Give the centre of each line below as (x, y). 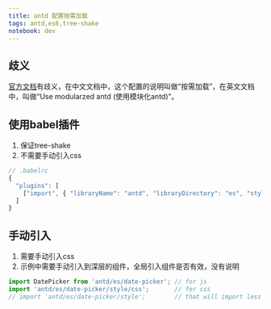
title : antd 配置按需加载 (48, 16)
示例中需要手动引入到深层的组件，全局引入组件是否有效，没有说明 (129, 266)
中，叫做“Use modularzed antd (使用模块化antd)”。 (94, 97)
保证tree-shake (45, 145)
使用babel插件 (44, 125)
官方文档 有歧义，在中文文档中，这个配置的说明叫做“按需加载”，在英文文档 (132, 86)
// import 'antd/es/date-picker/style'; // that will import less (135, 296)
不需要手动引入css (51, 155)
